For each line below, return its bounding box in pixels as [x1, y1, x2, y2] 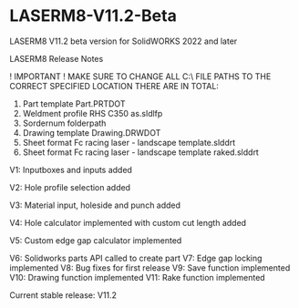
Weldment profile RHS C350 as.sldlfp [22, 108, 163, 118]
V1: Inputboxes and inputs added [9, 164, 132, 175]
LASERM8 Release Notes [9, 53, 104, 64]
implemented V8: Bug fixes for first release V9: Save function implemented [9, 262, 291, 273]
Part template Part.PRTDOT [22, 98, 126, 109]
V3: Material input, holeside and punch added [9, 200, 180, 210]
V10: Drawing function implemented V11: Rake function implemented [9, 272, 266, 282]
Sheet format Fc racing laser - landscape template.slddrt [22, 137, 236, 148]
